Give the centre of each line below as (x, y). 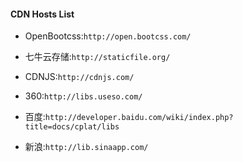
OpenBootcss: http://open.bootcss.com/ (108, 36)
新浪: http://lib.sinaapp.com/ (86, 147)
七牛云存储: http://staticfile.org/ (97, 57)
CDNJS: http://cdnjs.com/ (79, 77)
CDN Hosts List (42, 14)
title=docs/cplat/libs (72, 127)
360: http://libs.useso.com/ (83, 96)
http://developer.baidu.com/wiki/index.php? (139, 118)
